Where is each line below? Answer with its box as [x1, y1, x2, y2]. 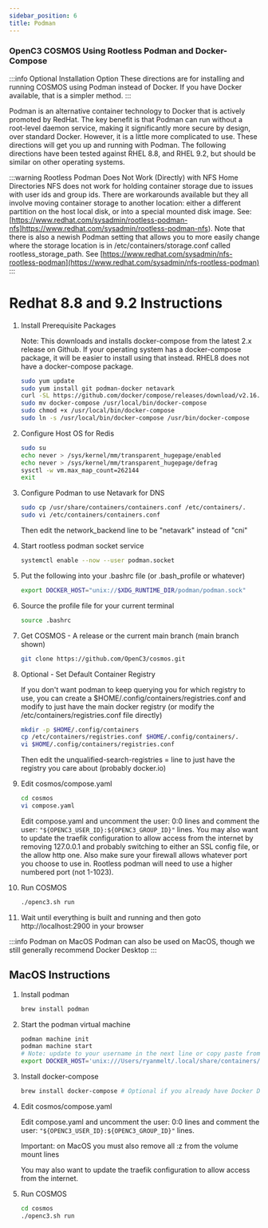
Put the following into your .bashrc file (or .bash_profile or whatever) [20, 571, 246, 580]
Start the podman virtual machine [20, 1019, 131, 1029]
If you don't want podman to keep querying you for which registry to [20, 684, 246, 694]
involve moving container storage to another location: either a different [9, 197, 242, 208]
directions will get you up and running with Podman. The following [9, 140, 227, 150]
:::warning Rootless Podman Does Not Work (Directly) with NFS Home [9, 173, 238, 182]
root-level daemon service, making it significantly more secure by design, [9, 123, 250, 133]
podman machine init [20, 1035, 89, 1043]
